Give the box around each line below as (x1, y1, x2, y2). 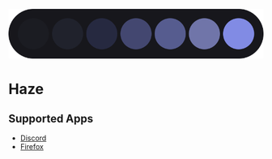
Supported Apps (8, 111, 94, 126)
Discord (19, 133, 47, 143)
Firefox (19, 142, 45, 152)
